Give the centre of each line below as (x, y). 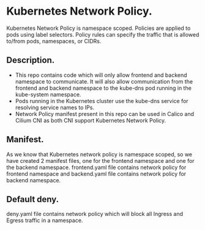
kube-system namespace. (48, 94)
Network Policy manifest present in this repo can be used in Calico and (105, 113)
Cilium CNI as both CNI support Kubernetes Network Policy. (91, 120)
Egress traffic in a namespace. (45, 220)
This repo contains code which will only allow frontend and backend (101, 75)
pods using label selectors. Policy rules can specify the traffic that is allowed (103, 34)
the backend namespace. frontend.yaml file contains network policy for (96, 167)
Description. (31, 60)
